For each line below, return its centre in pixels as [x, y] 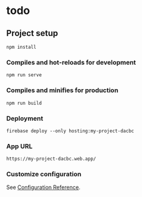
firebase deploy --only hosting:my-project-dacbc [70, 131]
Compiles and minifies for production [62, 90]
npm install [21, 47]
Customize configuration [44, 174]
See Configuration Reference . [43, 187]
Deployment [25, 118]
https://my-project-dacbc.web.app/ [51, 159]
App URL [19, 146]
